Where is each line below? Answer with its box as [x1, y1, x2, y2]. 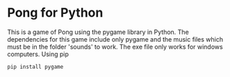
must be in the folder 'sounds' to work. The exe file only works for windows [7, 42, 224, 51]
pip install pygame [7, 63, 64, 70]
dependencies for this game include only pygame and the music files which [7, 35, 224, 43]
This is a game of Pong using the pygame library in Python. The [7, 28, 189, 36]
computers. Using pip [7, 50, 69, 58]
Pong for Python [7, 5, 104, 21]
